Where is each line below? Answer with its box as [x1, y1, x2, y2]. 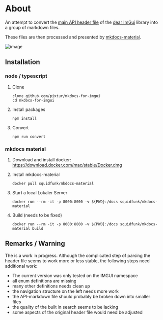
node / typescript [5, 72, 48, 79]
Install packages [12, 107, 46, 112]
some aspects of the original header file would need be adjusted [12, 309, 143, 315]
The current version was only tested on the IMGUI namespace [12, 272, 138, 279]
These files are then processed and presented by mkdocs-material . [5, 34, 141, 40]
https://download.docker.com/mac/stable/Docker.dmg [12, 162, 122, 168]
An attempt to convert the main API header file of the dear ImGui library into [5, 19, 158, 25]
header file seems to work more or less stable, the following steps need [5, 257, 150, 264]
